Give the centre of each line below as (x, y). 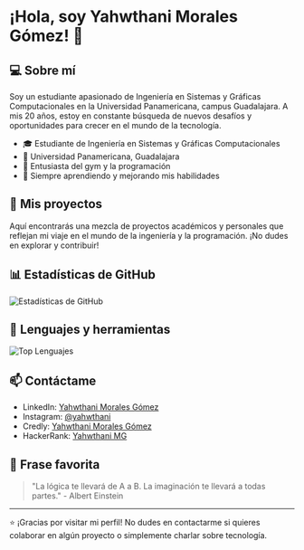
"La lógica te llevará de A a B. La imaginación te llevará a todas (148, 487)
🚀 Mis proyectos (56, 204)
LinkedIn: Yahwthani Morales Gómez (90, 407)
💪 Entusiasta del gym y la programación (96, 166)
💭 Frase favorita (55, 465)
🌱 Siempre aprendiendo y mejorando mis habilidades (121, 175)
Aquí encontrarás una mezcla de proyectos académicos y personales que (147, 226)
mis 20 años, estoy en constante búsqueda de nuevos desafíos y (131, 116)
